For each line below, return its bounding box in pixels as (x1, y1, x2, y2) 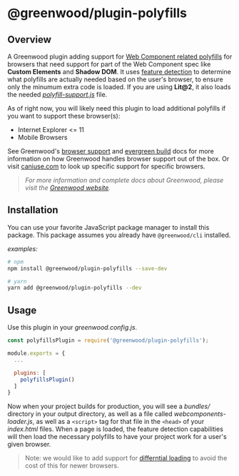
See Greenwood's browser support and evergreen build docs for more (7, 147, 214, 155)
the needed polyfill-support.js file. (7, 91, 108, 98)
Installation (7, 204, 59, 216)
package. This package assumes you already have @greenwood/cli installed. (7, 231, 231, 239)
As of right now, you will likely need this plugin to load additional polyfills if (7, 104, 226, 112)
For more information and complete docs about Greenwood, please (24, 176, 224, 184)
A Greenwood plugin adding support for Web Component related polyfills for (7, 52, 233, 61)
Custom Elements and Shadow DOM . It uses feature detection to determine (7, 68, 232, 76)
